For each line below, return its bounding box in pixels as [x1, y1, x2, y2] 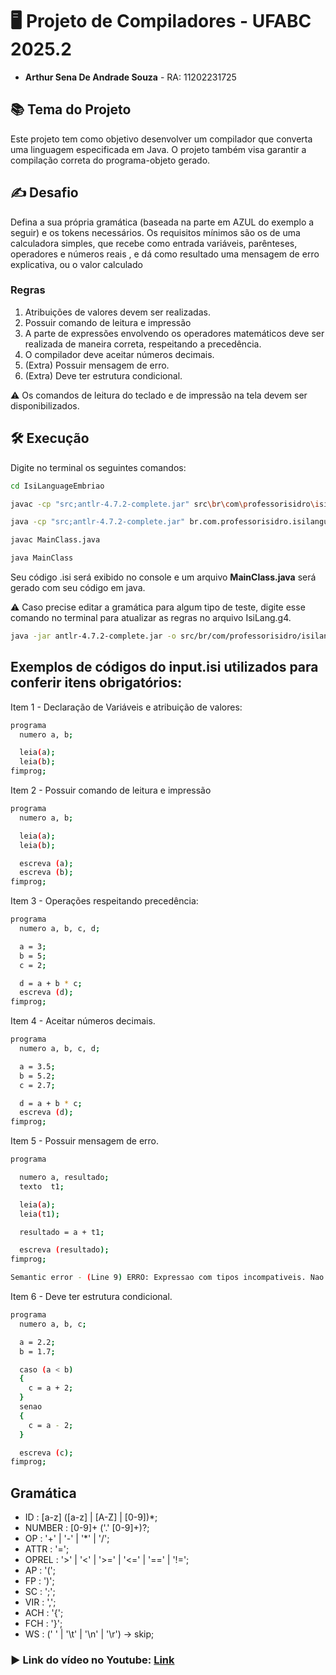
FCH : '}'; [24, 1618, 63, 1630]
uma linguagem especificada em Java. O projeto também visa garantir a [10, 143, 307, 155]
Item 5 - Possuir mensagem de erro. [10, 1135, 159, 1147]
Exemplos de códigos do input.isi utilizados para [10, 659, 319, 676]
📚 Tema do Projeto [10, 101, 132, 118]
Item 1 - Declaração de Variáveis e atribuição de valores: [10, 701, 243, 713]
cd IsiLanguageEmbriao [10, 481, 105, 491]
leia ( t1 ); [19, 1209, 60, 1219]
